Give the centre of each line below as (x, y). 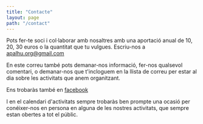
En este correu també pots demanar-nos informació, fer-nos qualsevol (95, 65)
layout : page (23, 18)
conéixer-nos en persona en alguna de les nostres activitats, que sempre (98, 108)
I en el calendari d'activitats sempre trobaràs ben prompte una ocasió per (98, 102)
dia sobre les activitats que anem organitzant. (63, 78)
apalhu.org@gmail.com (36, 53)
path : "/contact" (28, 23)
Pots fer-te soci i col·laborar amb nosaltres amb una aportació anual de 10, (99, 41)
